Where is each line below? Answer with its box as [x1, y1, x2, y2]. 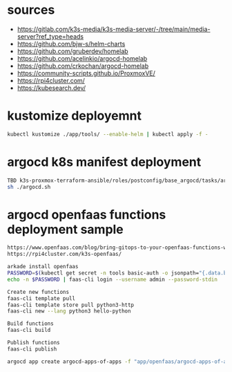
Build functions [7, 320, 54, 327]
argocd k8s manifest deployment [7, 154, 202, 169]
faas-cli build [7, 327, 51, 334]
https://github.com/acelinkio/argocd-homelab [17, 54, 148, 62]
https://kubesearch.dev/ [17, 84, 86, 92]
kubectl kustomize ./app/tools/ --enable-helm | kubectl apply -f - [7, 131, 209, 138]
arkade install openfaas [7, 263, 79, 270]
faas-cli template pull [7, 295, 76, 302]
